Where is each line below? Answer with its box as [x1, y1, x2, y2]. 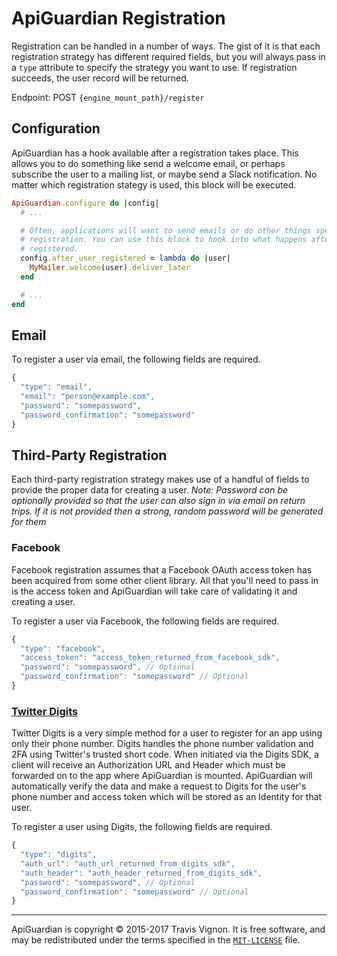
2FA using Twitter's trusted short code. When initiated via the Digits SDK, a [11, 748, 319, 761]
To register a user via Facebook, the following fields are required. [11, 615, 280, 627]
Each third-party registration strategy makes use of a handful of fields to [11, 473, 310, 486]
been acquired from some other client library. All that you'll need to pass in [11, 574, 319, 586]
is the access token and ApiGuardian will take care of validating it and [11, 585, 298, 597]
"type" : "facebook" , [20, 643, 106, 654]
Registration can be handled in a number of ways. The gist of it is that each [11, 40, 321, 52]
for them [11, 516, 47, 528]
